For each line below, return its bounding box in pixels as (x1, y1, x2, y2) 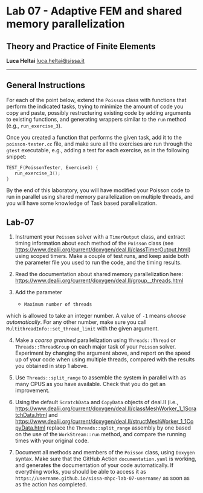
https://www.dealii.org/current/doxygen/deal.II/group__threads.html (14, 277, 184, 285)
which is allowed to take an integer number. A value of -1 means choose (6, 312, 186, 320)
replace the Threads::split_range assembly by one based (47, 424, 192, 431)
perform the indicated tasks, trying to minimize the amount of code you (6, 103, 184, 110)
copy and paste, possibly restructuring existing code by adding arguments (6, 109, 192, 116)
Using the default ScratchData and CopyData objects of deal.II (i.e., (14, 399, 179, 406)
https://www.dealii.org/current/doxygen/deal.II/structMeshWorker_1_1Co (14, 418, 194, 425)
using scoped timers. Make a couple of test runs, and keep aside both (14, 253, 189, 260)
